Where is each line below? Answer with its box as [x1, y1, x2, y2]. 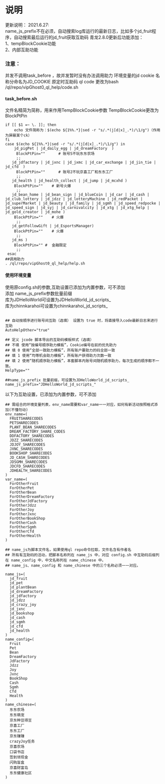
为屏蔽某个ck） [5, 133, 32, 138]
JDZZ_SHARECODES [9, 438, 43, 443]
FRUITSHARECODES [9, 416, 43, 421]
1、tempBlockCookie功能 [5, 40, 56, 46]
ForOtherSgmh [9, 524, 37, 529]
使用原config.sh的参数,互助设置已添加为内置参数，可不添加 [5, 284, 125, 290]
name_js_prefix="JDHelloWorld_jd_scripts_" [5, 382, 97, 387]
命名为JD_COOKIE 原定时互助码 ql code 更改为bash [13, 79, 119, 85]
